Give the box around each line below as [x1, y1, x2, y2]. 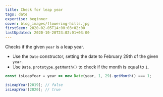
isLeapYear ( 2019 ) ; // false [5, 82, 63, 87]
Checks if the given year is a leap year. [5, 44, 84, 49]
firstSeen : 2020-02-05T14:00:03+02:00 [5, 26, 85, 31]
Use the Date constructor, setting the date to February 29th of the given [12, 53, 159, 59]
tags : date [5, 12, 28, 17]
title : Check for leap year [5, 7, 63, 12]
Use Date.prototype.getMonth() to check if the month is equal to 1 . [12, 64, 149, 70]
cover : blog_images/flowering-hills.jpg [5, 21, 90, 26]
